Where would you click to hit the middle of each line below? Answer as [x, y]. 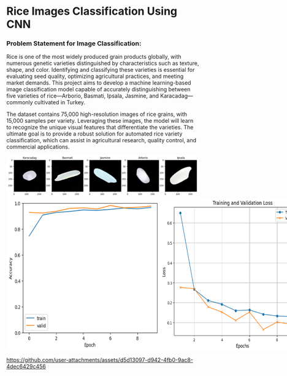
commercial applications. [38, 147]
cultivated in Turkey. [60, 102]
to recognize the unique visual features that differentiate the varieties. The [100, 128]
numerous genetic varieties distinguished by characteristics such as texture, [103, 63]
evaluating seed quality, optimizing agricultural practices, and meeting [95, 76]
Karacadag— [177, 96]
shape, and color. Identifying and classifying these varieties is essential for [101, 70]
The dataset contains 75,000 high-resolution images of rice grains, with [97, 114]
